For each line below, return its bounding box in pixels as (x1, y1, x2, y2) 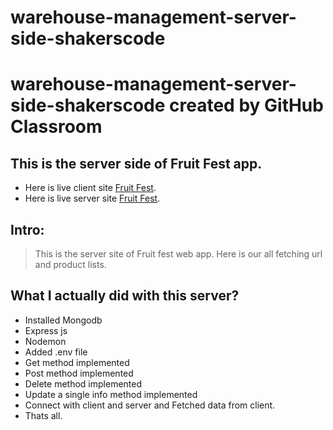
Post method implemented (24, 367, 134, 379)
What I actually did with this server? (10, 287, 240, 305)
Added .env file (24, 346, 88, 358)
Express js (24, 324, 68, 336)
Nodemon (24, 335, 67, 347)
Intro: (10, 221, 45, 238)
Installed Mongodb (24, 314, 103, 326)
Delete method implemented (24, 377, 143, 390)
